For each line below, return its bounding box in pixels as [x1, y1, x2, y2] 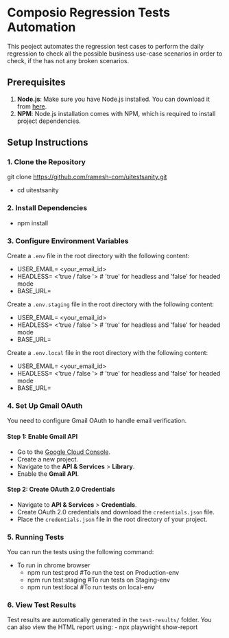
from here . [16, 102, 47, 111]
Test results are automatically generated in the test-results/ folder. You [7, 616, 212, 624]
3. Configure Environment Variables [7, 236, 129, 245]
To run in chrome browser [16, 561, 91, 569]
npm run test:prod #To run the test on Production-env [27, 569, 180, 577]
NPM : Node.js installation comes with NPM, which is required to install [16, 109, 216, 117]
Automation [7, 19, 76, 35]
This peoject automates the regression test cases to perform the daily [7, 42, 204, 50]
